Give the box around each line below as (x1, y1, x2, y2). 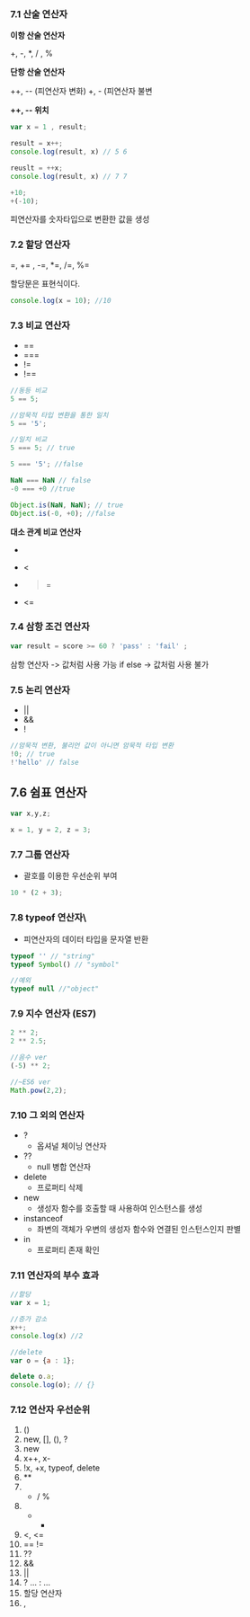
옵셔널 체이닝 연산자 (36, 1140, 107, 1151)
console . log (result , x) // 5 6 (10, 147, 128, 156)
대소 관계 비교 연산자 (10, 526, 82, 537)
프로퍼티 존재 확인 (36, 1244, 100, 1255)
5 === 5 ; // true (10, 443, 76, 453)
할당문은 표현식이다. (10, 278, 80, 289)
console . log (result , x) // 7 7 (10, 172, 128, 181)
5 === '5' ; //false (10, 460, 84, 469)
